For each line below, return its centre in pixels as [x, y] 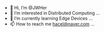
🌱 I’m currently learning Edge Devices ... [51, 18]
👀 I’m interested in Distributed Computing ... [55, 13]
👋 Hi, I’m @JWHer [28, 8]
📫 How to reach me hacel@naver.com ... [52, 24]
